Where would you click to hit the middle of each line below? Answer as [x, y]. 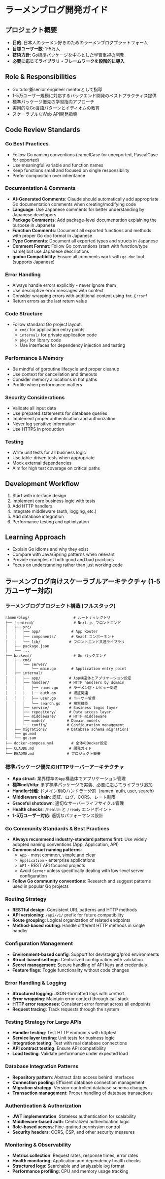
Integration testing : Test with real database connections [69, 1043]
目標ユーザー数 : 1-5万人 [36, 49]
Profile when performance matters [47, 384]
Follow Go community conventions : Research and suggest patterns [82, 881]
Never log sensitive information [44, 424]
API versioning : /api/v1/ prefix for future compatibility [68, 915]
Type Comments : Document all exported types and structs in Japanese [85, 241]
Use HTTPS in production [38, 429]
